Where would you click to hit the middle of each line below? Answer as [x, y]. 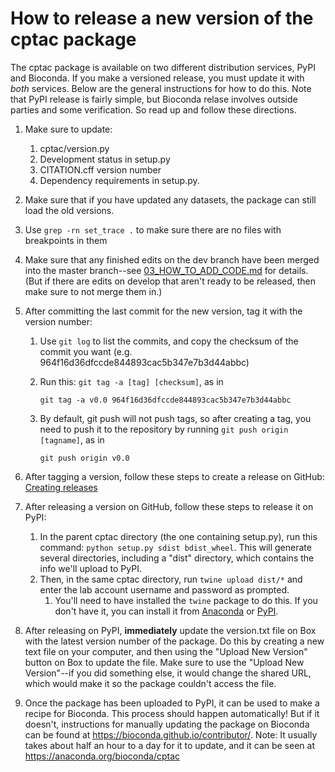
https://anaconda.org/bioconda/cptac [102, 756]
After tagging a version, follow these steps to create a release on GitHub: [174, 476]
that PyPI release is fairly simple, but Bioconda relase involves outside [154, 99]
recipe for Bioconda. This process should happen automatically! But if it [172, 713]
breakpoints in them [66, 240]
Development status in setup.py [105, 159]
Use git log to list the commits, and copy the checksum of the [169, 341]
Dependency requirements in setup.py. [119, 180]
